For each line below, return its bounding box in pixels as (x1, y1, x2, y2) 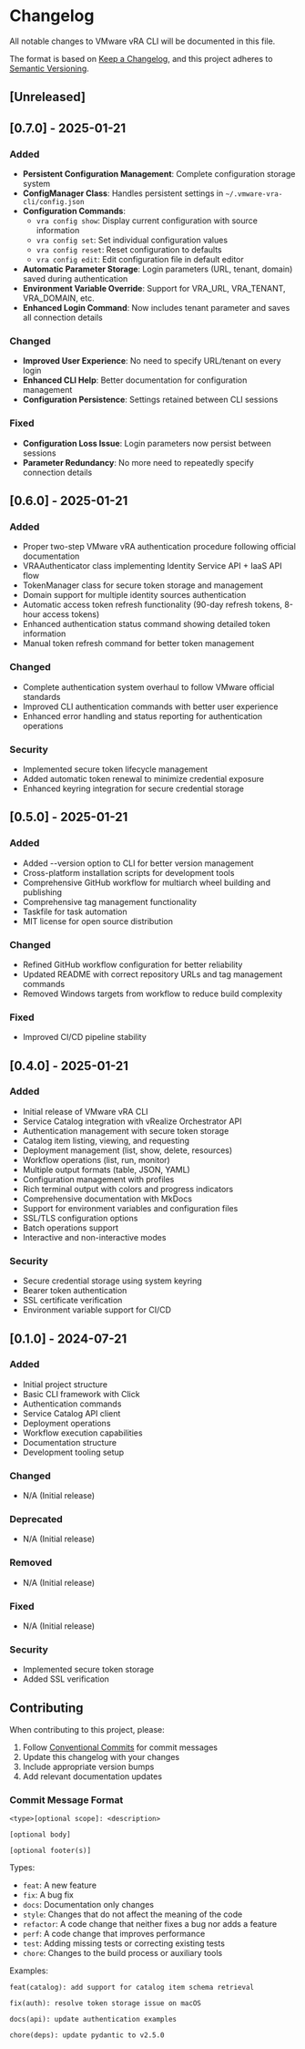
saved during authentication (22, 273, 128, 284)
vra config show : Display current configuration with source (36, 215, 258, 226)
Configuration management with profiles (22, 1173, 175, 1185)
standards (22, 691, 61, 702)
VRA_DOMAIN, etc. (22, 293, 96, 304)
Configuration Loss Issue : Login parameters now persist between (22, 438, 271, 448)
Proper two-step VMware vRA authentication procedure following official (22, 541, 296, 552)
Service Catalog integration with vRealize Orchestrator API (22, 1116, 242, 1127)
